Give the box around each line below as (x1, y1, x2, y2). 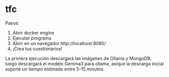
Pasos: (5, 20, 20, 26)
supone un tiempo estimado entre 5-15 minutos (5, 66, 103, 72)
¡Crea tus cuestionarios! (12, 45, 63, 51)
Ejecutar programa (12, 35, 51, 41)
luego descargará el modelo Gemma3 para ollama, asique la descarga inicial (5, 60, 164, 66)
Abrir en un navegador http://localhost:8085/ (12, 40, 106, 46)
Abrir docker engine (12, 29, 54, 35)
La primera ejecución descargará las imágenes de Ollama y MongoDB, (5, 55, 152, 61)
